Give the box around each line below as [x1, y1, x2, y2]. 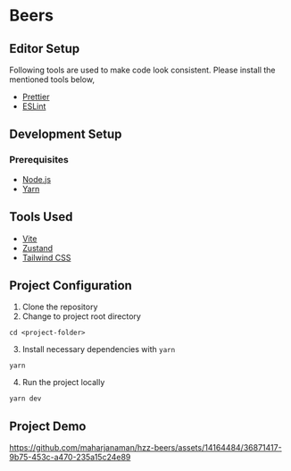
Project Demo [9, 418, 87, 433]
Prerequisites [9, 154, 69, 166]
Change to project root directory [21, 311, 141, 322]
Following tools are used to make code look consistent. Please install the [9, 64, 276, 75]
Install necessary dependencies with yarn [21, 344, 176, 355]
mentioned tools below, [9, 74, 96, 85]
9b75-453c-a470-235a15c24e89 [9, 452, 131, 463]
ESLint [21, 101, 46, 112]
